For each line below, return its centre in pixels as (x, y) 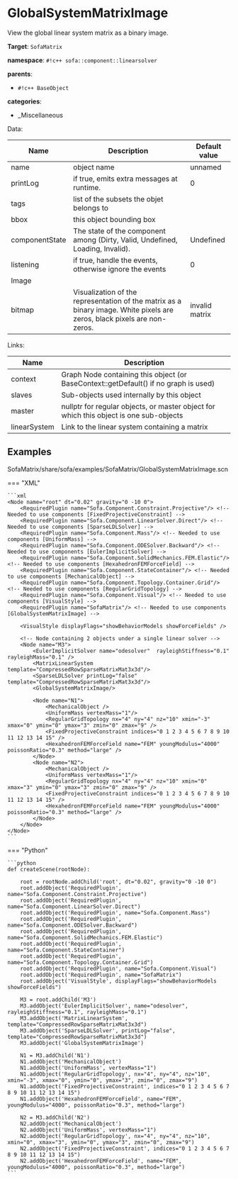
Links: (16, 345)
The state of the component (120, 230)
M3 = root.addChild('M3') (58, 1000)
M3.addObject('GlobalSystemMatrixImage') (82, 1043)
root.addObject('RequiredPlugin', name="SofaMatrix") (101, 975)
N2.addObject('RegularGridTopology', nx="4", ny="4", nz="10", (115, 1136)
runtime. (87, 187)
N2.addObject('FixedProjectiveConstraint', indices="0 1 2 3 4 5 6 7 (125, 1149)
